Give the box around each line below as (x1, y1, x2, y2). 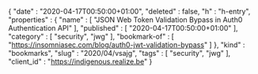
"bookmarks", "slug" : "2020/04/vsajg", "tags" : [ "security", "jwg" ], (8, 49, 231, 57)
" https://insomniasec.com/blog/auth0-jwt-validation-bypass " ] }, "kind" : (8, 40, 245, 50)
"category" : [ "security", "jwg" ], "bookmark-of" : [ (8, 31, 174, 41)
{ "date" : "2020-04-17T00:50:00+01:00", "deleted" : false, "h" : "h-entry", (8, 7, 251, 16)
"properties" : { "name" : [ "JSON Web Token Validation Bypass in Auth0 (8, 15, 243, 24)
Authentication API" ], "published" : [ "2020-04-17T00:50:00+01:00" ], (8, 24, 239, 32)
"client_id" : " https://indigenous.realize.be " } (8, 57, 153, 66)
